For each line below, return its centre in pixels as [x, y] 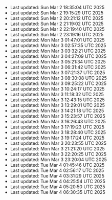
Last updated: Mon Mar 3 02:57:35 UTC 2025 [58, 45]
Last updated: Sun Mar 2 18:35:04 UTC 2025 [57, 7]
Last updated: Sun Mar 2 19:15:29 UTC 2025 [57, 13]
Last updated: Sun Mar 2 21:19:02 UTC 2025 [57, 24]
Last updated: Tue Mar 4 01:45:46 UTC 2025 [57, 165]
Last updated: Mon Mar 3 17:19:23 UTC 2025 [57, 127]
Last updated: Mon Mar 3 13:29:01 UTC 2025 [57, 105]
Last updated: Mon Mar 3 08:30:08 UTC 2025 [59, 78]
